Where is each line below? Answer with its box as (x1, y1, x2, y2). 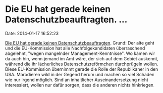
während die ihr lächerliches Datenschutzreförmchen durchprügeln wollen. (5, 61, 159, 67)
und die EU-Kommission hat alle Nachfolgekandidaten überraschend (5, 45, 145, 51)
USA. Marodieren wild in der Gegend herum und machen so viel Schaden (5, 71, 155, 77)
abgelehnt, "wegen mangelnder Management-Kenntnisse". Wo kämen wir (5, 50, 155, 56)
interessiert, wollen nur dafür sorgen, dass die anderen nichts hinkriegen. (5, 82, 155, 88)
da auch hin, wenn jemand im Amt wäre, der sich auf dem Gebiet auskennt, (5, 55, 159, 61)
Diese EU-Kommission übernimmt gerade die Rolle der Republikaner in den (5, 66, 159, 72)
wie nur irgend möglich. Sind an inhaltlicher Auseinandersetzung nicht (5, 77, 149, 83)
